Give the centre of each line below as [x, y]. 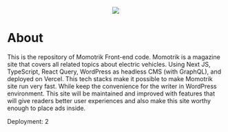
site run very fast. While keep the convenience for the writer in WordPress [112, 86]
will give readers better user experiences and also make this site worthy [109, 100]
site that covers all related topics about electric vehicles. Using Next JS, [109, 64]
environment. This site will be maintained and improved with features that [111, 93]
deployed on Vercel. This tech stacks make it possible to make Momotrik [110, 78]
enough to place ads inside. [46, 108]
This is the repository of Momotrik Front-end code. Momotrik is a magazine [114, 57]
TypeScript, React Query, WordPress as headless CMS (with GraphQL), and [114, 71]
